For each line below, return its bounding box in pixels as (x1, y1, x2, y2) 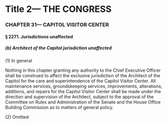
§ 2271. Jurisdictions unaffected (5, 33, 73, 39)
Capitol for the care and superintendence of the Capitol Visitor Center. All (5, 78, 156, 84)
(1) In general (5, 57, 32, 63)
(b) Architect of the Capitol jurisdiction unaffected (5, 45, 112, 51)
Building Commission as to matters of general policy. (5, 104, 114, 110)
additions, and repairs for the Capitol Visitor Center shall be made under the (5, 88, 161, 94)
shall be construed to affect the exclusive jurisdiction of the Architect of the (5, 72, 160, 78)
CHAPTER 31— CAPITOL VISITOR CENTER (5, 21, 109, 28)
